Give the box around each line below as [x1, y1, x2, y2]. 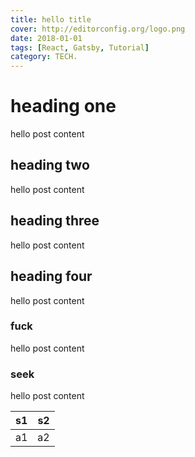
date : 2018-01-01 [10, 33, 83, 43]
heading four [10, 268, 93, 285]
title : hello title [10, 14, 92, 25]
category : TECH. [10, 52, 78, 62]
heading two [10, 157, 90, 174]
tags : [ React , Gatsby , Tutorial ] [10, 42, 150, 53]
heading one [10, 95, 117, 118]
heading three [10, 212, 100, 230]
